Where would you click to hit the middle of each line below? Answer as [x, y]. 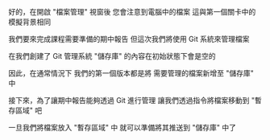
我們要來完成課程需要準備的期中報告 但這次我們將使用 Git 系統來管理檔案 [129, 39]
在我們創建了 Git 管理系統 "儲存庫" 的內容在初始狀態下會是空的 [112, 56]
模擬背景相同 [29, 22]
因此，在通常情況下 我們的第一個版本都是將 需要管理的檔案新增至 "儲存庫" [131, 73]
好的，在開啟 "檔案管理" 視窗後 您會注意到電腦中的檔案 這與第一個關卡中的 [132, 12]
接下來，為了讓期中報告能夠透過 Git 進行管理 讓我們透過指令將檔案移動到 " [132, 100]
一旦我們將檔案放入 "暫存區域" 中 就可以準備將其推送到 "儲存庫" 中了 [122, 128]
